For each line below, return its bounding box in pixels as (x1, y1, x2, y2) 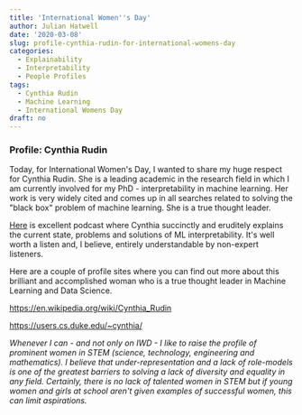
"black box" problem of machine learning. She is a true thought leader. (9, 202, 271, 213)
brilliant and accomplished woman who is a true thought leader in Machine (9, 276, 287, 287)
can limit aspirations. (9, 395, 87, 406)
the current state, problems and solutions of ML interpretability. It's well (9, 229, 275, 240)
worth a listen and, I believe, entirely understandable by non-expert (9, 239, 260, 250)
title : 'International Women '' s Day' (9, 13, 151, 23)
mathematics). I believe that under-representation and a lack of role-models (9, 357, 293, 368)
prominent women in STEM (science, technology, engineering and (9, 347, 255, 358)
